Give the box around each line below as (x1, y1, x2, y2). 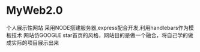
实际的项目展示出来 (11, 39, 59, 46)
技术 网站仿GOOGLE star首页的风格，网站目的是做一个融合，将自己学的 (11, 31, 188, 39)
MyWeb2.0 (6, 4, 63, 17)
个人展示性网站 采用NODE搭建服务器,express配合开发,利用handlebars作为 (6, 24, 189, 31)
